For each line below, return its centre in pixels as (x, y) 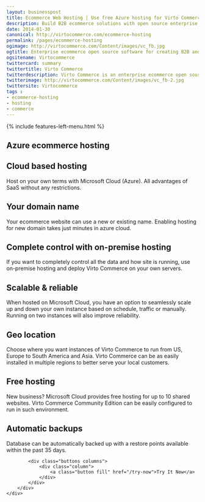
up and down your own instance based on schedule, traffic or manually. (96, 309)
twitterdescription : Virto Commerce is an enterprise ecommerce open (97, 75)
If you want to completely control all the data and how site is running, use (98, 262)
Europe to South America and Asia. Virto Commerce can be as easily (92, 356)
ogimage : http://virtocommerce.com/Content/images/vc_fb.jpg (86, 47)
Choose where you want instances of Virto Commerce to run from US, (95, 349)
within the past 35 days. (37, 450)
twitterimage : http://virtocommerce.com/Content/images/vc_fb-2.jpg (95, 80)
